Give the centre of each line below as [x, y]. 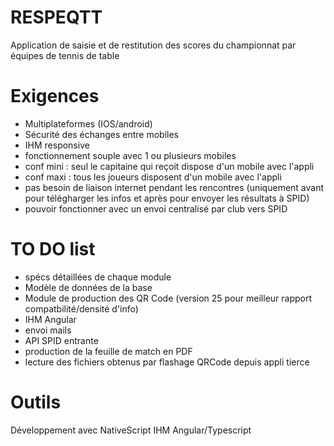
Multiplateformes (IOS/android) [88, 123]
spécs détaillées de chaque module [98, 277]
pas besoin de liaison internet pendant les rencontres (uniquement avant [174, 187]
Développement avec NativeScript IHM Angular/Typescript [131, 430]
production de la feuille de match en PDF [108, 351]
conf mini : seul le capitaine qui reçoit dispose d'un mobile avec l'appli [169, 166]
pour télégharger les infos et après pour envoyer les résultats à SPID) [167, 198]
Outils [36, 402]
